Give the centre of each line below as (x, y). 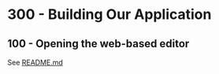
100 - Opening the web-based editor (98, 44)
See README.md (35, 62)
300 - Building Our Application (109, 15)
